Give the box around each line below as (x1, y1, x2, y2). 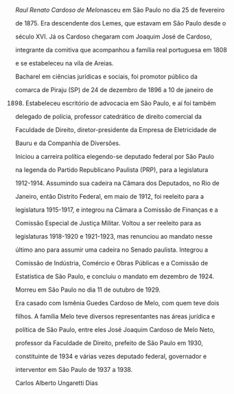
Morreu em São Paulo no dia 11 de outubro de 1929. (15, 285, 161, 294)
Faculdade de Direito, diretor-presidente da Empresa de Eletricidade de (15, 126, 217, 133)
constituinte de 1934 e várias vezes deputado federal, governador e (15, 352, 207, 360)
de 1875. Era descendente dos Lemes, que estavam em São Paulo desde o (15, 19, 226, 27)
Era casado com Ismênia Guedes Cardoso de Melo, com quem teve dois (15, 299, 220, 307)
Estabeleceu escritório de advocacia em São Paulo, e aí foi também (25, 99, 216, 107)
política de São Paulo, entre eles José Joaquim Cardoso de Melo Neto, (15, 326, 215, 333)
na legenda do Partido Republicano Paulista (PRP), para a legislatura (15, 166, 209, 174)
